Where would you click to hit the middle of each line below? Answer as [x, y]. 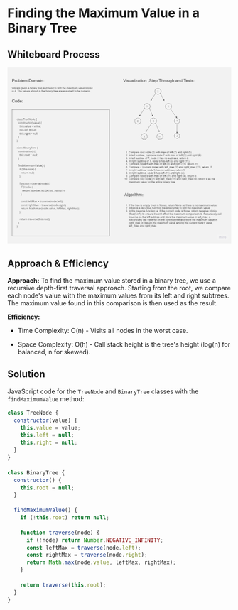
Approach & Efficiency [58, 263]
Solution [26, 374]
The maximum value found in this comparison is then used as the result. [113, 303]
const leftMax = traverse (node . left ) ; [83, 548]
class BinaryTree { [36, 473]
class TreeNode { [33, 413]
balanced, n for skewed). [54, 352]
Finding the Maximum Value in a [104, 13]
